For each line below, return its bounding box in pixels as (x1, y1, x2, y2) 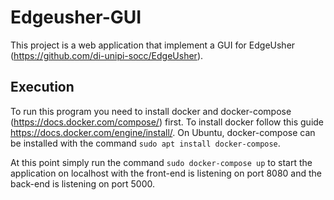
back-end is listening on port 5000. (10, 177, 156, 190)
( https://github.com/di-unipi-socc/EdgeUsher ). (10, 49, 204, 61)
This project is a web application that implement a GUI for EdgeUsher (10, 39, 296, 51)
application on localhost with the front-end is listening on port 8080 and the (10, 167, 323, 179)
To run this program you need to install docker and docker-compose (10, 105, 292, 117)
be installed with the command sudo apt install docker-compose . (10, 137, 281, 149)
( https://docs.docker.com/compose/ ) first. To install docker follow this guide (10, 116, 325, 128)
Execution (10, 79, 75, 96)
